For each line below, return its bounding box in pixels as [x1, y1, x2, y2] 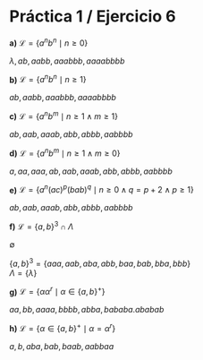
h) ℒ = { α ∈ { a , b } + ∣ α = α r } [9, 321, 116, 333]
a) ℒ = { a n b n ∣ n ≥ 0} [9, 36, 89, 48]
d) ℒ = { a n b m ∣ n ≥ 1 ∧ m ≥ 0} [9, 146, 121, 159]
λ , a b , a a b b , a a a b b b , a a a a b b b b [9, 56, 125, 66]
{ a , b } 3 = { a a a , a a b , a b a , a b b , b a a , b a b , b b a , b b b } [9, 256, 191, 269]
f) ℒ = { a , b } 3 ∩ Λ [9, 219, 74, 232]
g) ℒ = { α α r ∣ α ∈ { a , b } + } [9, 285, 106, 297]
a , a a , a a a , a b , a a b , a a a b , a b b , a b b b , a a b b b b [9, 166, 173, 176]
